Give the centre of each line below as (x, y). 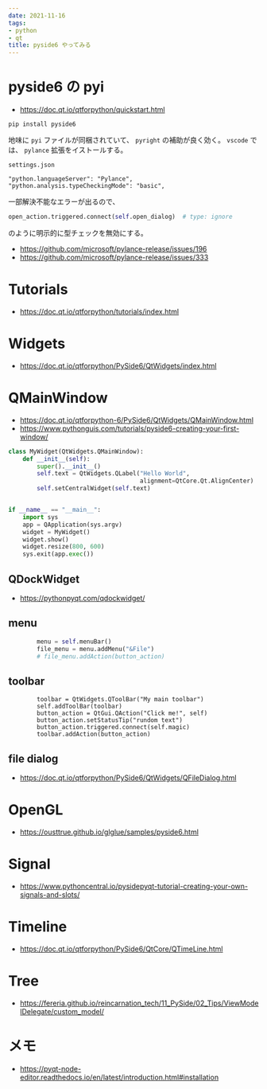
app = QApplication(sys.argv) (73, 525)
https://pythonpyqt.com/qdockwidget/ (82, 598)
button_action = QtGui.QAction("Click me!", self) (122, 713)
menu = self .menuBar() (74, 642)
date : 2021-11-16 (37, 16)
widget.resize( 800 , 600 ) (64, 547)
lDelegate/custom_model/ (62, 1011)
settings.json (32, 165)
